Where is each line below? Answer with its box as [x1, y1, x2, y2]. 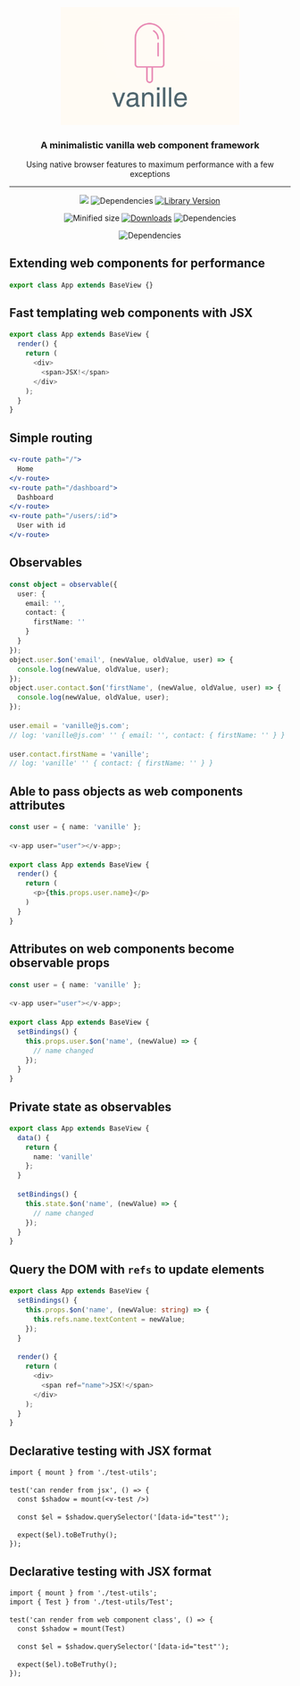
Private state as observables [9, 1099, 172, 1114]
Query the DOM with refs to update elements [9, 1262, 265, 1277]
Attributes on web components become [9, 942, 235, 957]
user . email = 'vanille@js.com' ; [9, 721, 129, 730]
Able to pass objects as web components [9, 784, 244, 799]
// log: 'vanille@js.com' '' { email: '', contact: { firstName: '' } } [9, 731, 286, 740]
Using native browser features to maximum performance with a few [26, 159, 274, 170]
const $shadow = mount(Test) [17, 1624, 126, 1633]
